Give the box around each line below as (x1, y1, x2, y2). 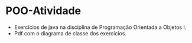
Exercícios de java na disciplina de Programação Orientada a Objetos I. (14, 24, 187, 31)
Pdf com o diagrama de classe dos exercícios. (14, 29, 126, 37)
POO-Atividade (5, 4, 82, 18)
